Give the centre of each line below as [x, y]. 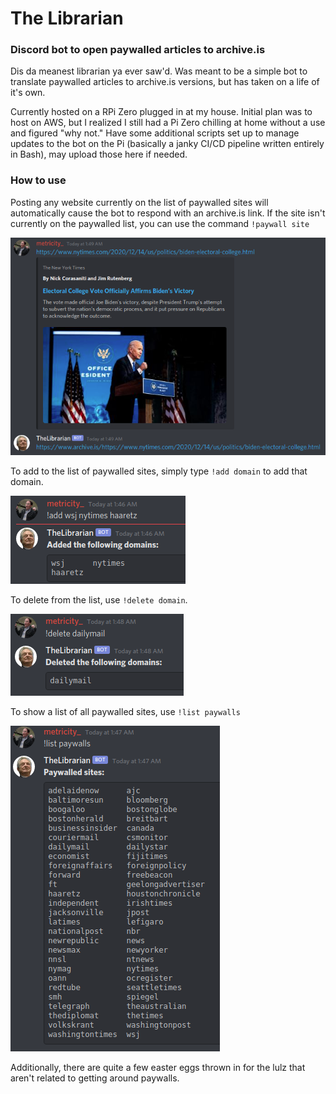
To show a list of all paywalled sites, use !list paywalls [125, 712]
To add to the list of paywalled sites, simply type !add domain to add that [159, 471]
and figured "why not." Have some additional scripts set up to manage [155, 133]
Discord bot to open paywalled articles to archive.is [138, 50]
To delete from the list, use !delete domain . [99, 600]
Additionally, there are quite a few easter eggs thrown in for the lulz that [158, 1068]
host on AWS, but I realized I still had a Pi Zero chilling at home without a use [168, 123]
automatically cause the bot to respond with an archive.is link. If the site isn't [168, 213]
